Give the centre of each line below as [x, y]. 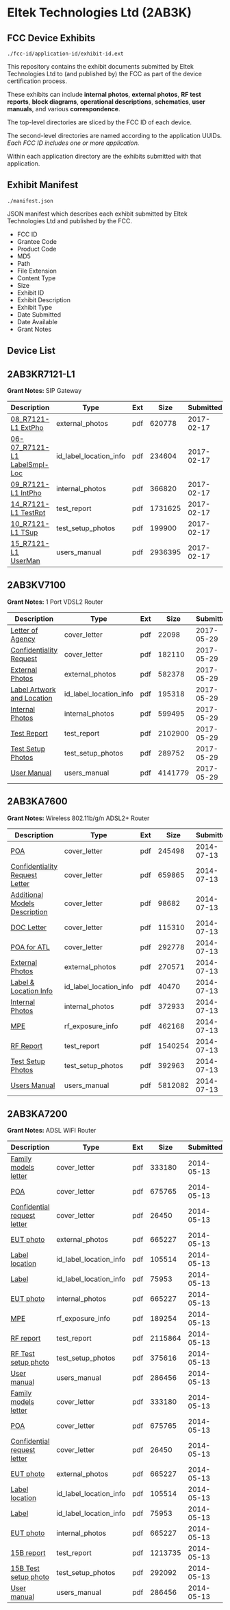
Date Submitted [39, 315]
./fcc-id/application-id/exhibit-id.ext [66, 54]
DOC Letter [28, 927]
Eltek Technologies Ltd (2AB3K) [100, 13]
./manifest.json [30, 201]
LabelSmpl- [30, 465]
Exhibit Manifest [43, 185]
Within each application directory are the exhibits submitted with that [104, 156]
